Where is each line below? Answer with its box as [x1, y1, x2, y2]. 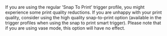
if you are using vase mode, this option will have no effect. [5, 25, 125, 31]
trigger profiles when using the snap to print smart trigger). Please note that [5, 20, 161, 26]
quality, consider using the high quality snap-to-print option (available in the [5, 15, 161, 20]
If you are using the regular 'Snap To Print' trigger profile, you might [5, 4, 145, 10]
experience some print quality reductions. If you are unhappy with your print [5, 9, 162, 15]
